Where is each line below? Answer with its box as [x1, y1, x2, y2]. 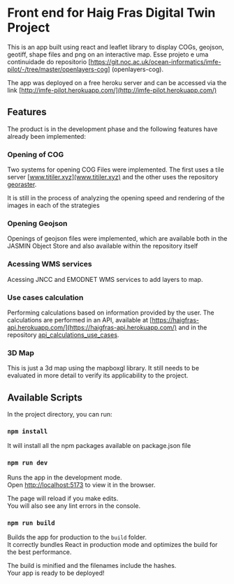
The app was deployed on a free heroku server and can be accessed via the [7, 78, 227, 87]
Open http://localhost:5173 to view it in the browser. [7, 480, 156, 489]
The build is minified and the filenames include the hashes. [7, 561, 177, 569]
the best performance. [7, 548, 72, 556]
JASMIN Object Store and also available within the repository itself [7, 242, 198, 250]
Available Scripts [7, 391, 82, 403]
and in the [177, 323, 207, 331]
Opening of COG [7, 149, 64, 159]
